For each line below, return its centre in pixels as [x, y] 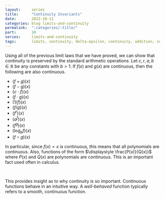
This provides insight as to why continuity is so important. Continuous [76, 181]
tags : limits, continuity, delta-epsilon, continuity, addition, [80, 42]
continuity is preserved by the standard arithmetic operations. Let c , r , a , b [80, 61]
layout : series [25, 10]
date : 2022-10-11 [29, 19]
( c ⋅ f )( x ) [20, 92]
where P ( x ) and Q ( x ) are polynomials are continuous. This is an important [79, 157]
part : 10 [21, 32]
